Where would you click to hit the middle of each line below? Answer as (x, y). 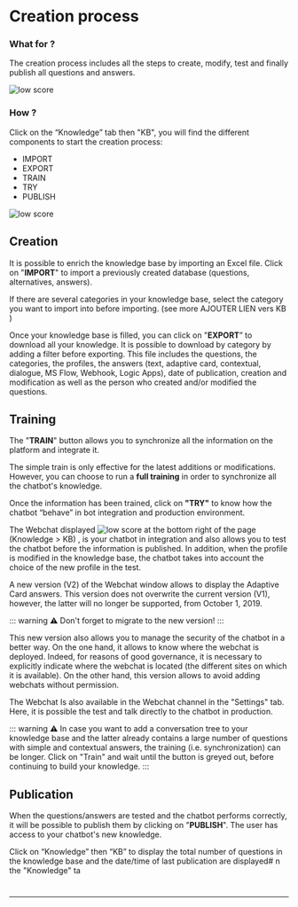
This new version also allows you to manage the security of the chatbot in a (147, 638)
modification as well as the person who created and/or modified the (133, 382)
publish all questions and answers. (72, 73)
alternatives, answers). (51, 282)
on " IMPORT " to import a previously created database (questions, (129, 272)
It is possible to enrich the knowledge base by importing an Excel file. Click (146, 262)
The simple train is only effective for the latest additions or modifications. (143, 467)
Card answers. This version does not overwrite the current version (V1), (140, 594)
